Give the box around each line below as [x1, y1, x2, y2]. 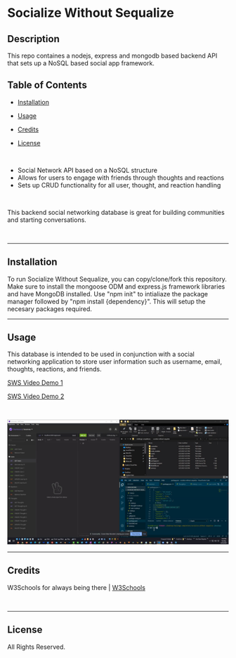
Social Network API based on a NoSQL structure [17, 166, 158, 174]
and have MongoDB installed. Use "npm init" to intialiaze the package [7, 289, 209, 298]
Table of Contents [7, 79, 88, 91]
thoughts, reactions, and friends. [7, 365, 102, 374]
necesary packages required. [7, 304, 93, 313]
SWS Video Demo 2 [7, 392, 65, 401]
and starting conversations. [7, 216, 86, 224]
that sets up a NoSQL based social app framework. [7, 59, 155, 67]
